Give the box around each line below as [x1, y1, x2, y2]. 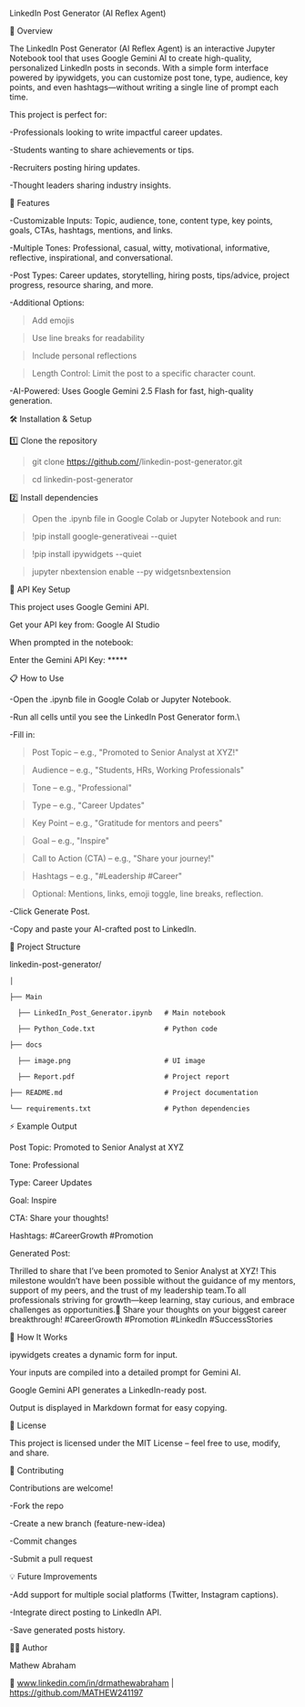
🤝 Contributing [9, 1465, 65, 1475]
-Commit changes [9, 1536, 77, 1547]
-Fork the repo [9, 1500, 64, 1511]
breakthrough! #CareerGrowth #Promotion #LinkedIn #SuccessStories [9, 1314, 273, 1325]
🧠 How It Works [9, 1331, 68, 1342]
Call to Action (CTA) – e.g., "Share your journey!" [31, 853, 215, 864]
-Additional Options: [9, 297, 85, 308]
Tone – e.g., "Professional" [31, 782, 132, 792]
